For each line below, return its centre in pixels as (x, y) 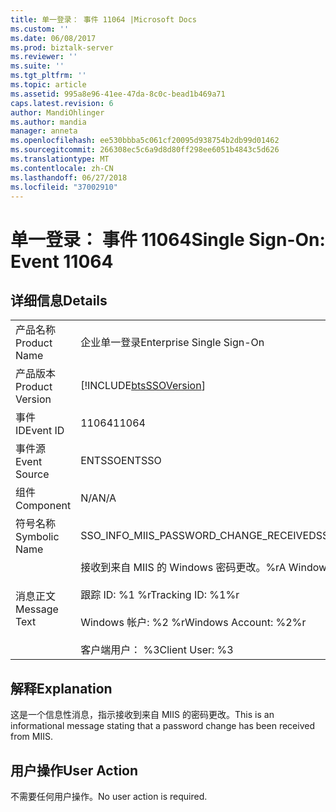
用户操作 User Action (74, 770)
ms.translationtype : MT (60, 159)
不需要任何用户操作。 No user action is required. (109, 796)
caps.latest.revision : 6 (62, 103)
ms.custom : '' (40, 29)
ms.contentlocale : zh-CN (62, 168)
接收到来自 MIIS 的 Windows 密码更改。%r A (183, 568)
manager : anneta (44, 131)
